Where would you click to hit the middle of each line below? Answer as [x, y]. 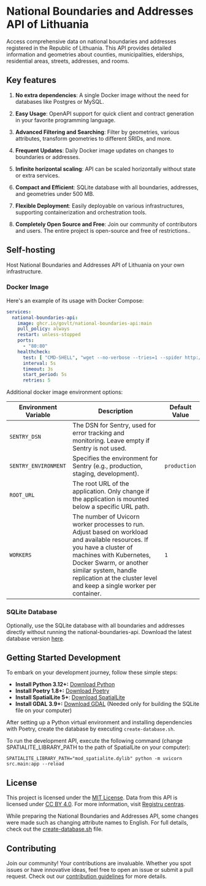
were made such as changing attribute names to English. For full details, [97, 823]
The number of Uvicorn [106, 517]
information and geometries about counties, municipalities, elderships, [95, 54]
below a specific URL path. [111, 507]
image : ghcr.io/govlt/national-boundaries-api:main [85, 323]
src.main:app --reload [35, 764]
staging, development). [106, 474]
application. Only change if [111, 492]
